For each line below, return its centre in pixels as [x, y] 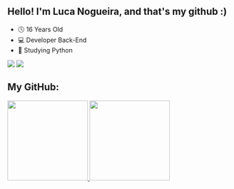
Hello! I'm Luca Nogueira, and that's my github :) [117, 12]
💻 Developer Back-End [52, 40]
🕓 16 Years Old [40, 29]
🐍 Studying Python [45, 50]
